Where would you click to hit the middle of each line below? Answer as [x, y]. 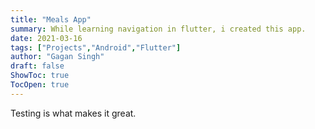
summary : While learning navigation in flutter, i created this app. [158, 29]
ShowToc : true [40, 76]
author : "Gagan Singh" [57, 57]
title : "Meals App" [51, 19]
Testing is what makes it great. [73, 113]
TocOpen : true [40, 85]
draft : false [37, 66]
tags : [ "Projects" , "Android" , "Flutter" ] [96, 47]
